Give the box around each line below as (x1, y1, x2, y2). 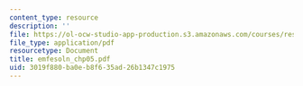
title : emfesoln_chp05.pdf (9, 55, 111, 64)
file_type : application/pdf (9, 38, 115, 47)
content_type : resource (9, 13, 99, 22)
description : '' (9, 21, 70, 30)
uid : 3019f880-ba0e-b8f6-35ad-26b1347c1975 (9, 64, 176, 73)
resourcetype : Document (9, 47, 99, 56)
